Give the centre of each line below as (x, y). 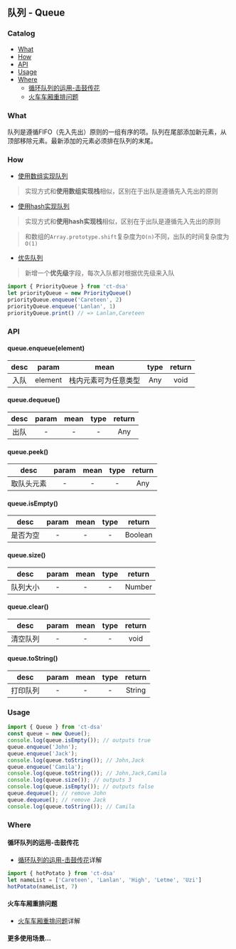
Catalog (21, 33)
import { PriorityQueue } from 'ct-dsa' (68, 287)
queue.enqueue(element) (46, 348)
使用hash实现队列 (43, 206)
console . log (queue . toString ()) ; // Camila (71, 807)
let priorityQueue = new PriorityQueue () (70, 293)
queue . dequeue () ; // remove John (57, 793)
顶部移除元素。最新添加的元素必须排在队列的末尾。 (82, 140)
